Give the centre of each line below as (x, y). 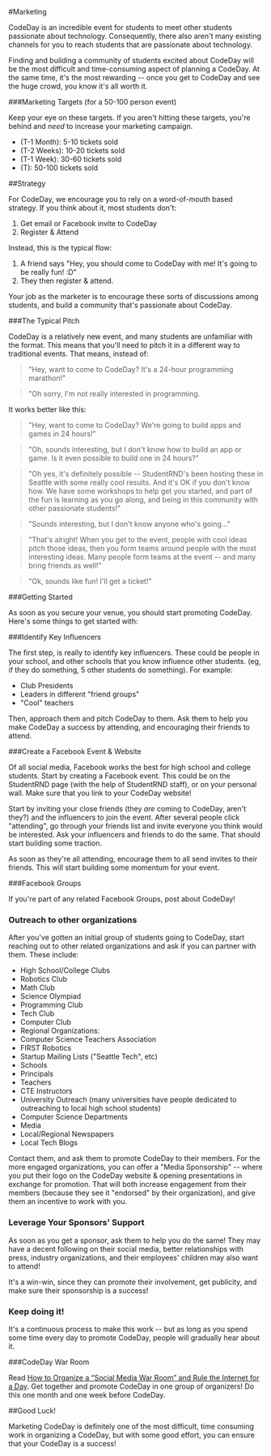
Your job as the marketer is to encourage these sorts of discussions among (133, 296)
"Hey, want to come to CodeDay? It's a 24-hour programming (131, 369)
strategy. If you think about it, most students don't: (92, 208)
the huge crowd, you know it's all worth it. (78, 86)
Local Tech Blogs (49, 1143)
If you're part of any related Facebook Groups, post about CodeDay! (122, 899)
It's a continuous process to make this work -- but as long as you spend (128, 1329)
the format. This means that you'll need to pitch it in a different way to (124, 345)
